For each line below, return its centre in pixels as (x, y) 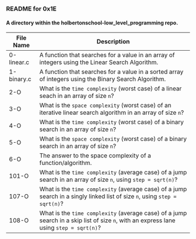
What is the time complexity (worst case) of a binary (111, 122)
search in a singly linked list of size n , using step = (108, 196)
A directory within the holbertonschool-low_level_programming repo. (92, 23)
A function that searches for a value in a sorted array (111, 72)
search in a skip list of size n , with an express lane (108, 220)
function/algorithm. (66, 163)
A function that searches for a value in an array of (107, 55)
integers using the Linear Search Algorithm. (99, 62)
